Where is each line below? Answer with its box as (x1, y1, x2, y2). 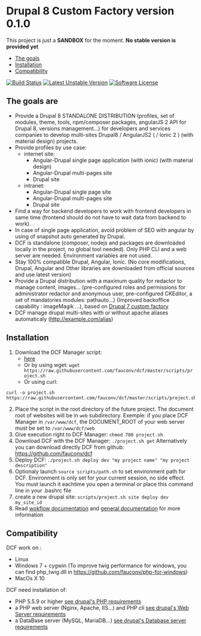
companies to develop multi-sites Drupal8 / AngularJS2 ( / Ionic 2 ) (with (14, 131, 194, 138)
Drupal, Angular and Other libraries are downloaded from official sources (14, 264, 195, 271)
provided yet (6, 43, 39, 50)
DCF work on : (6, 544, 42, 551)
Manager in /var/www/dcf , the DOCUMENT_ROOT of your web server (14, 418, 185, 425)
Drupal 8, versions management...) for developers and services (14, 124, 171, 132)
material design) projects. (14, 137, 78, 145)
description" (14, 462, 48, 469)
